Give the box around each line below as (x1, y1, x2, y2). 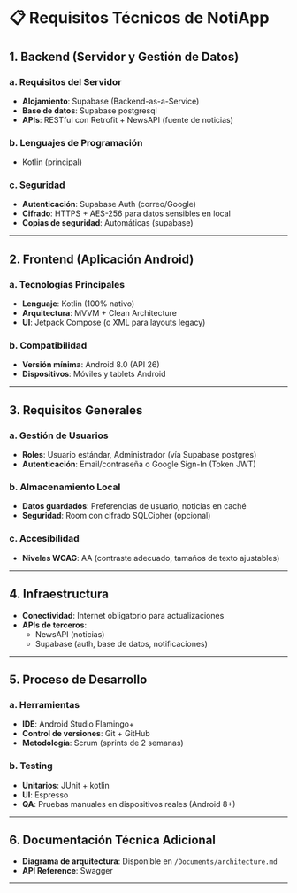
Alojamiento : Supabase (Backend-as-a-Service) (21, 96, 200, 106)
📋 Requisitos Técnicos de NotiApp (9, 8, 270, 28)
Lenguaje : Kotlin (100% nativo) (21, 298, 135, 309)
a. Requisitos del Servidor (9, 75, 122, 88)
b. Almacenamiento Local (9, 481, 121, 493)
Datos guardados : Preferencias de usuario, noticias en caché (21, 501, 247, 512)
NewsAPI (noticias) (34, 628, 105, 639)
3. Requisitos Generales (9, 403, 143, 418)
